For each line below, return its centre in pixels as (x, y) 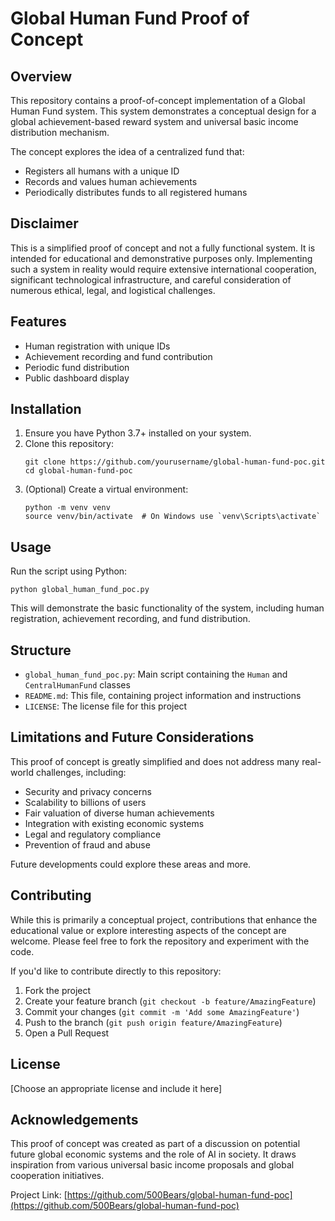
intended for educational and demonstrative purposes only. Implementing (161, 258)
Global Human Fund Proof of (130, 18)
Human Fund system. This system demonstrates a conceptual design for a (163, 111)
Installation (46, 409)
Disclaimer (44, 223)
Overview (41, 76)
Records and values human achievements (111, 181)
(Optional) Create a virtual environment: (106, 489)
